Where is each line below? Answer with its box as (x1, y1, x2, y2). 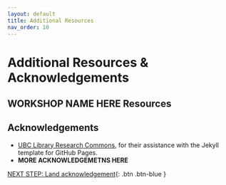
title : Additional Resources (7, 17, 94, 24)
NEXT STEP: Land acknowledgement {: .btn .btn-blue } (7, 169, 166, 178)
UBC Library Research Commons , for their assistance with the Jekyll (17, 140, 220, 149)
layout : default (7, 10, 56, 18)
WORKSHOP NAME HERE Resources (7, 97, 172, 110)
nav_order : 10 (7, 23, 50, 31)
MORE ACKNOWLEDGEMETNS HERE (17, 156, 128, 164)
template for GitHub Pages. (17, 148, 98, 157)
